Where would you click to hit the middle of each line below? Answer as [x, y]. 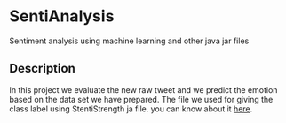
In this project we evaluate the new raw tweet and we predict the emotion [143, 89]
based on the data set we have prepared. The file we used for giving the [141, 99]
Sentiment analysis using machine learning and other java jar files [129, 41]
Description [42, 69]
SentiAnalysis [62, 16]
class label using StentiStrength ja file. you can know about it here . [131, 109]
